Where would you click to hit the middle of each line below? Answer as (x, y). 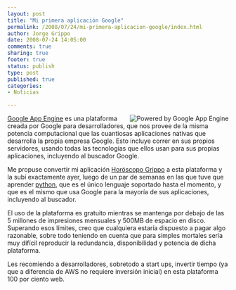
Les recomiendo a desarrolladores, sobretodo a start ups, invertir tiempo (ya (118, 264)
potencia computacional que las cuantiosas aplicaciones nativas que (107, 134)
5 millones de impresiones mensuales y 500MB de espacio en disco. (106, 221)
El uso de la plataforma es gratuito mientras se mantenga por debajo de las (116, 213)
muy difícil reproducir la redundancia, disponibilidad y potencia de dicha (112, 243)
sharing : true (28, 53)
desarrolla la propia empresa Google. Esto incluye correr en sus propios (111, 141)
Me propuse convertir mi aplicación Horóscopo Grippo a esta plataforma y (115, 170)
